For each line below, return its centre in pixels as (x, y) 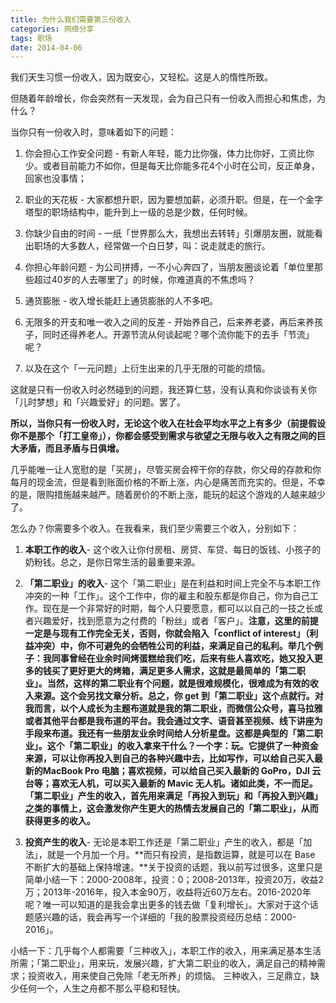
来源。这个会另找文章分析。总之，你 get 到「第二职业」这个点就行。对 (178, 696)
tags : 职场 (31, 38)
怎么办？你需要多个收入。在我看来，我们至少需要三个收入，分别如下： (155, 528)
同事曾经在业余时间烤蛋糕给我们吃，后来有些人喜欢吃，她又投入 (183, 658)
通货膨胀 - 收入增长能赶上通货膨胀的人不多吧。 (121, 301)
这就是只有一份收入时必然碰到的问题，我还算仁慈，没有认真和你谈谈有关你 (163, 390)
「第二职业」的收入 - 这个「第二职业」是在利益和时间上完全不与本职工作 (173, 583)
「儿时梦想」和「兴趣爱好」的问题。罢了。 (98, 402)
